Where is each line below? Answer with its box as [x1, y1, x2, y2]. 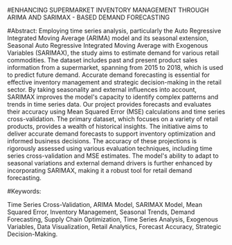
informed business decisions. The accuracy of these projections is [7, 137, 197, 145]
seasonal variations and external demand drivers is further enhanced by [7, 159, 213, 167]
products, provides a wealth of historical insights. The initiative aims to [7, 122, 208, 130]
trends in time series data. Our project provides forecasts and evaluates [7, 100, 212, 108]
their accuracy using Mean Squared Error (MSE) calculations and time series [7, 107, 226, 116]
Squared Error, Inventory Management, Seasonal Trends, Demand [7, 208, 195, 216]
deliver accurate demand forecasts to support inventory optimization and [7, 129, 216, 138]
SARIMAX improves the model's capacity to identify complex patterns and [7, 93, 219, 101]
